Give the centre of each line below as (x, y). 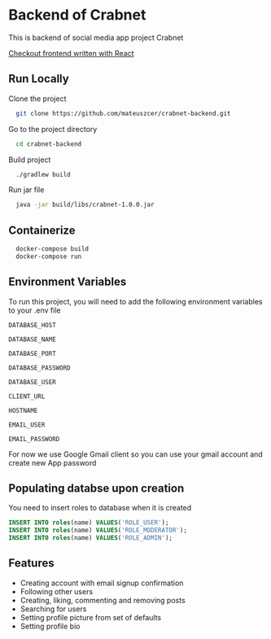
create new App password (52, 462)
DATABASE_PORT (33, 353)
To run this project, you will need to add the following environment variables (135, 301)
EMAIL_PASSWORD (34, 439)
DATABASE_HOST (33, 325)
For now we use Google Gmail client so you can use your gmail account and (135, 454)
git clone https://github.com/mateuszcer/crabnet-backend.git (123, 113)
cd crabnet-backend (49, 144)
